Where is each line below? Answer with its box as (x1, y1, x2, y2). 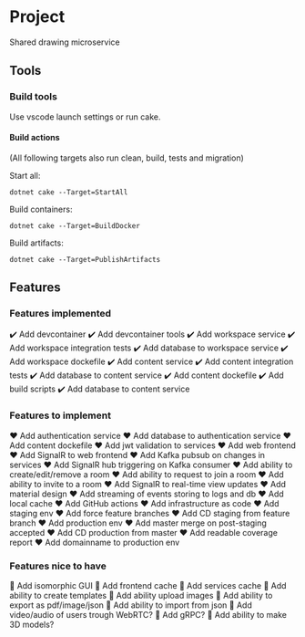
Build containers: (9, 204, 73, 214)
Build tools (9, 90, 57, 103)
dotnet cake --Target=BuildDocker (9, 221, 141, 230)
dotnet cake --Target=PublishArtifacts (9, 255, 161, 264)
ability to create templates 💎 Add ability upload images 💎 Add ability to (9, 590, 273, 601)
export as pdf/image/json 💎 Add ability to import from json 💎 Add (9, 600, 252, 611)
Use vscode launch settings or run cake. (9, 111, 161, 122)
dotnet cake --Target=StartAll (9, 187, 128, 197)
